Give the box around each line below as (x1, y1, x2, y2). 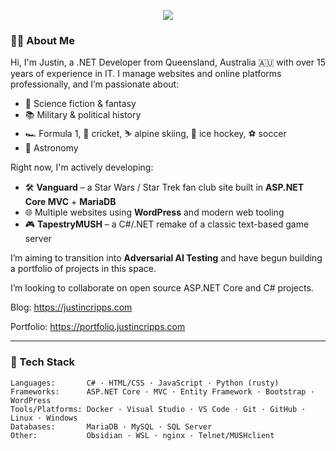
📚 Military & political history (24, 109, 142, 121)
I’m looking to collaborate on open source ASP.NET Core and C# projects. (10, 282, 314, 294)
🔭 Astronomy (24, 142, 79, 154)
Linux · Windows (10, 413, 78, 423)
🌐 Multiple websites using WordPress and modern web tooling (24, 206, 285, 219)
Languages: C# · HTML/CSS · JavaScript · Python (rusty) (10, 378, 280, 388)
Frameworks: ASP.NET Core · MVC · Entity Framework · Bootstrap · (10, 386, 315, 397)
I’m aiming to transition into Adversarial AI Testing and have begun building (10, 252, 323, 264)
